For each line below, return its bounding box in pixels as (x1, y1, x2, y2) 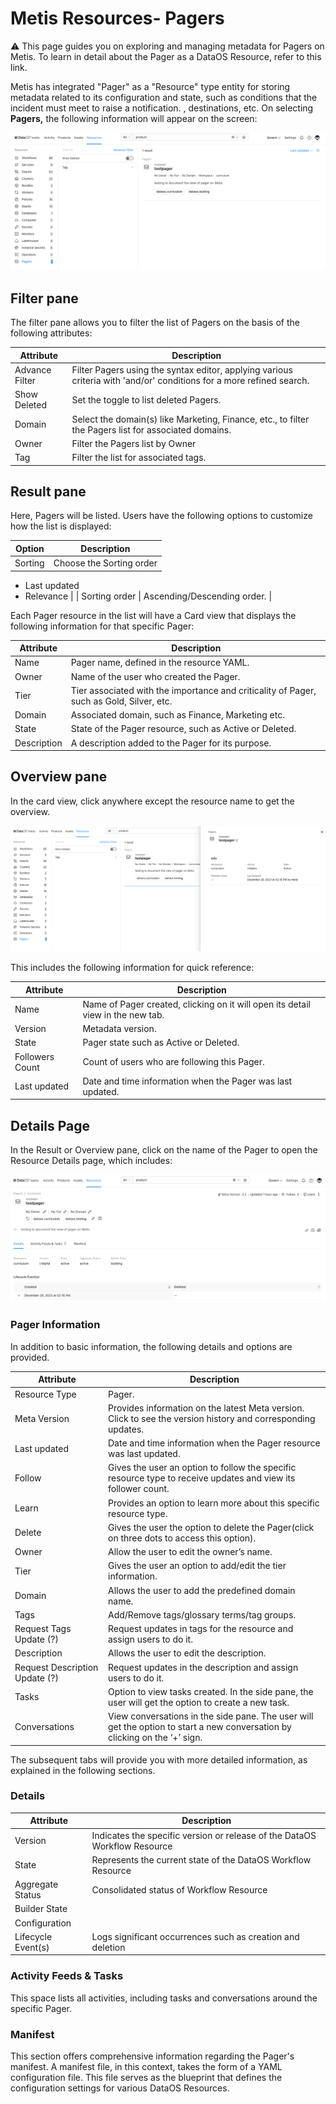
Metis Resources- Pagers (10, 7, 225, 30)
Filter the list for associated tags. (71, 452, 207, 463)
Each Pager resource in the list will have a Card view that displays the (10, 609, 297, 621)
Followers (14, 1050, 55, 1062)
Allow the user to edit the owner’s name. (108, 1546, 273, 1558)
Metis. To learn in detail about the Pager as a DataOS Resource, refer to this (10, 50, 322, 62)
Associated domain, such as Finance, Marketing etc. (70, 709, 285, 721)
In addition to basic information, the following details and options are (10, 1340, 293, 1352)
